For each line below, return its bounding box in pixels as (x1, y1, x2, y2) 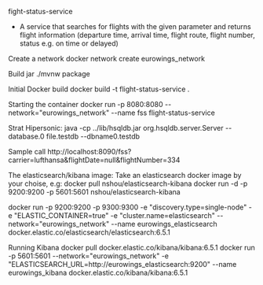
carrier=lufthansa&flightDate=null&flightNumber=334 (8, 155, 181, 165)
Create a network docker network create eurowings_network (8, 54, 206, 63)
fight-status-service (8, 7, 73, 16)
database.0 (8, 131, 45, 141)
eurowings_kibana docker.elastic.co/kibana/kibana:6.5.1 (8, 268, 188, 277)
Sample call (8, 147, 46, 156)
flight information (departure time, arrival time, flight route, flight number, (19, 31, 255, 39)
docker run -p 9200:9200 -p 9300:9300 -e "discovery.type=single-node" (8, 202, 247, 212)
